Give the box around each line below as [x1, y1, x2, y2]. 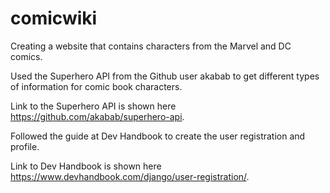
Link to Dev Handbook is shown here [10, 160, 162, 172]
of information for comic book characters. [10, 80, 183, 92]
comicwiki [10, 7, 98, 30]
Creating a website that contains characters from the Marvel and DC [10, 40, 292, 52]
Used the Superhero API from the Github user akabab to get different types [10, 70, 320, 82]
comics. [10, 50, 43, 62]
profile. [10, 140, 40, 152]
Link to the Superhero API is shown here [10, 100, 177, 112]
